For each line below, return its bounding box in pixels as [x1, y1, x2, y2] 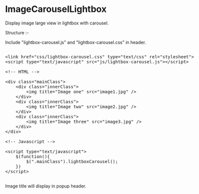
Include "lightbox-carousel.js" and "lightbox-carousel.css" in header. [5, 39, 146, 45]
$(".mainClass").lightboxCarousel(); [26, 159, 118, 164]
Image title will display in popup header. [5, 183, 87, 189]
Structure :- [5, 29, 29, 35]
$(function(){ [15, 154, 50, 159]
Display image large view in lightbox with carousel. [5, 20, 109, 26]
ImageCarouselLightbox [5, 3, 107, 15]
